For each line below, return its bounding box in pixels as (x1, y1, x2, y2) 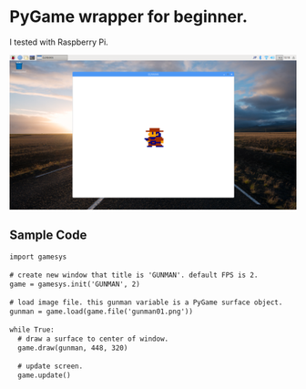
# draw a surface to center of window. (17, 334, 169, 343)
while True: (9, 325, 55, 334)
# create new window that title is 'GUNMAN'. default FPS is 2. (9, 271, 259, 280)
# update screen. (17, 362, 84, 371)
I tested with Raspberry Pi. (9, 36, 109, 47)
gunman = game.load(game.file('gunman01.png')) (9, 307, 194, 316)
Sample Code (9, 228, 87, 243)
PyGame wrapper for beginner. (9, 6, 249, 27)
